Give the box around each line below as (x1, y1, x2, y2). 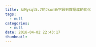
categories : (5, 21, 30, 26)
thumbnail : (5, 35, 28, 40)
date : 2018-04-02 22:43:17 (5, 30, 61, 35)
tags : (5, 12, 16, 17)
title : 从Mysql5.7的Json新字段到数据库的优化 (5, 7, 91, 12)
